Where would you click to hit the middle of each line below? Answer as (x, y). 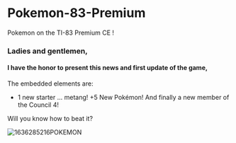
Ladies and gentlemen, (47, 51)
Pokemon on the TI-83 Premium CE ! (61, 33)
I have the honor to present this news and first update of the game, (107, 68)
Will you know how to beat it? (50, 119)
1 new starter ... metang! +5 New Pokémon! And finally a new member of (123, 98)
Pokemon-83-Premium (77, 13)
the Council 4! (38, 105)
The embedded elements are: (50, 84)
